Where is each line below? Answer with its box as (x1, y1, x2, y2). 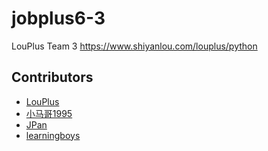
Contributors (11, 69, 94, 86)
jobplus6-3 (11, 7, 106, 30)
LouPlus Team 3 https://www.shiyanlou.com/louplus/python (11, 40, 258, 52)
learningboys (25, 129, 81, 141)
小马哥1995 (25, 107, 73, 119)
